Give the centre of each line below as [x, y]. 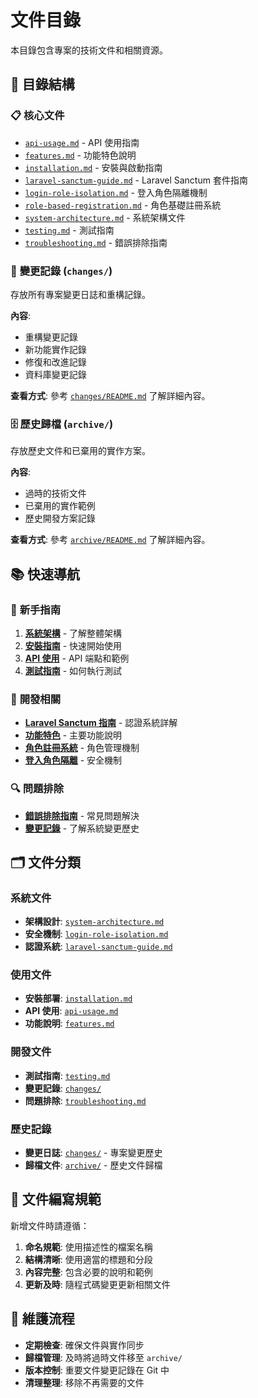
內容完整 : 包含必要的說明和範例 [88, 1272]
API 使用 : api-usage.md [71, 1011]
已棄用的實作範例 [60, 506]
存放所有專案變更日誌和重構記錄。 [80, 294]
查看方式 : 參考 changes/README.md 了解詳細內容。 [110, 395]
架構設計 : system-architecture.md [94, 922]
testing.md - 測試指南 [69, 230]
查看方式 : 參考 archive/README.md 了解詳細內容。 [110, 540]
